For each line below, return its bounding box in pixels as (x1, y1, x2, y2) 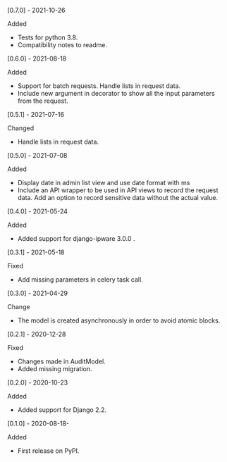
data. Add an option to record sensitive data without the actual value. (17, 194, 219, 201)
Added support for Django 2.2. (17, 406, 107, 414)
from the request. (17, 96, 68, 105)
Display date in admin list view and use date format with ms (17, 179, 190, 187)
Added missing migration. (17, 365, 92, 373)
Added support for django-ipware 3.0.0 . (17, 235, 135, 242)
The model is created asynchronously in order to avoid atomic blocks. (17, 316, 221, 325)
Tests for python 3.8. (17, 33, 78, 42)
